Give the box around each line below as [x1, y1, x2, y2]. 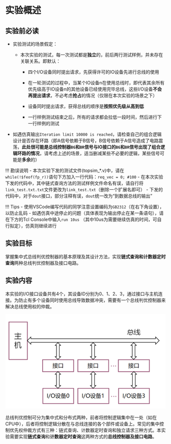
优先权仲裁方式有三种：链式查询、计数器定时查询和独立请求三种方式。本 [9, 427, 161, 433]
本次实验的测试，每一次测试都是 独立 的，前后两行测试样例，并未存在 [20, 52, 163, 57]
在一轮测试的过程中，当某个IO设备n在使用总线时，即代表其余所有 [27, 80, 165, 85]
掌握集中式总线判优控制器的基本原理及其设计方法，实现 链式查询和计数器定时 [5, 253, 166, 259]
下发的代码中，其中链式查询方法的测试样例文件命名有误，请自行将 [5, 180, 144, 186]
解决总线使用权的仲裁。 [5, 303, 54, 309]
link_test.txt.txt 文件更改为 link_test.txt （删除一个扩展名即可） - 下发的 [5, 187, 163, 192]
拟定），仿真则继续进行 [9, 223, 57, 229]
